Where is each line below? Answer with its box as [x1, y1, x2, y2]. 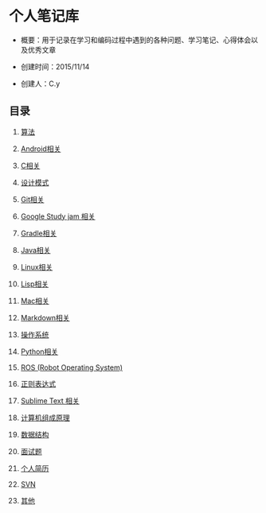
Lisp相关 [20, 279, 49, 289]
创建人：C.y [20, 79, 61, 88]
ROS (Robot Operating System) [20, 363, 123, 372]
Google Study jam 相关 [20, 212, 96, 221]
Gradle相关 [20, 228, 57, 238]
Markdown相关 [20, 313, 70, 322]
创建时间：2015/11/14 [20, 61, 90, 72]
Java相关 [20, 245, 51, 255]
